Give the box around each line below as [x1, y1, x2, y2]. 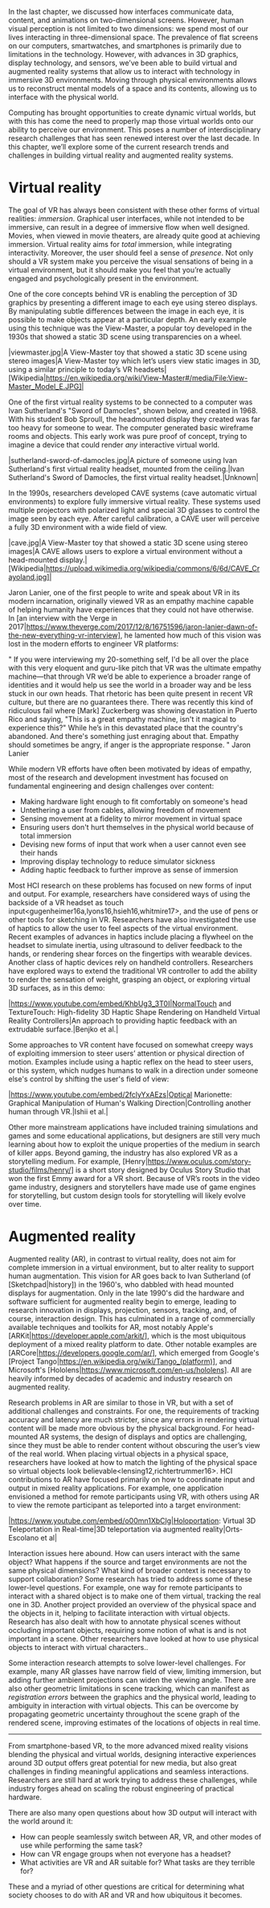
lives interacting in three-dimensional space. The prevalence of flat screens [8, 32, 259, 42]
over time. [8, 1199, 42, 1208]
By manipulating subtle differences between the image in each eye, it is [8, 306, 245, 316]
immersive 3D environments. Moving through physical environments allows [8, 76, 257, 84]
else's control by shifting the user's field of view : [8, 1073, 170, 1084]
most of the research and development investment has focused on [8, 772, 229, 782]
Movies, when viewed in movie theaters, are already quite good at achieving [8, 231, 260, 240]
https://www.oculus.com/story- [147, 1156, 252, 1166]
